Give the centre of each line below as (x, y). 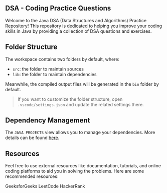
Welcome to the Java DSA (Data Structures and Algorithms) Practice (76, 20)
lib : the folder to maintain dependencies (54, 74)
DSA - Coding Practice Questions (58, 8)
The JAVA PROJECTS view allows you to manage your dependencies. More (80, 133)
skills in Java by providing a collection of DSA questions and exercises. (78, 31)
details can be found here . (32, 138)
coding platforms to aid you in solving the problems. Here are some (75, 171)
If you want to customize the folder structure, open (70, 99)
